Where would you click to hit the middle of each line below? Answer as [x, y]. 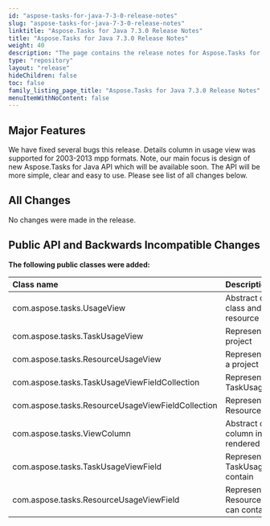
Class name [35, 284]
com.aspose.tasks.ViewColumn [72, 433]
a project [242, 364]
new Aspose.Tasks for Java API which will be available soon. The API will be [134, 167]
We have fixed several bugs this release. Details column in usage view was [132, 150]
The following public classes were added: [79, 264]
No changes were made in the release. [72, 220]
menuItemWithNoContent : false [59, 98]
